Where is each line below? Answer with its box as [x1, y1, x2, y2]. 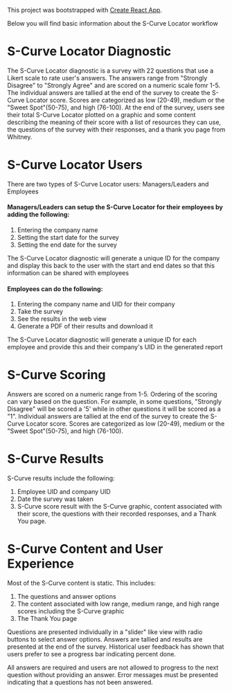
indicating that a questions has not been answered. [7, 678, 154, 687]
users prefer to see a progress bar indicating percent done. [7, 650, 177, 658]
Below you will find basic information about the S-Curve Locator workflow [7, 19, 218, 27]
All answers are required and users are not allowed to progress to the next [7, 663, 219, 672]
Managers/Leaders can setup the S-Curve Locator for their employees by [7, 203, 224, 211]
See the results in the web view [17, 315, 107, 323]
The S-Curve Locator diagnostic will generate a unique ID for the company [7, 254, 220, 263]
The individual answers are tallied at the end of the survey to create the [7, 88, 211, 96]
